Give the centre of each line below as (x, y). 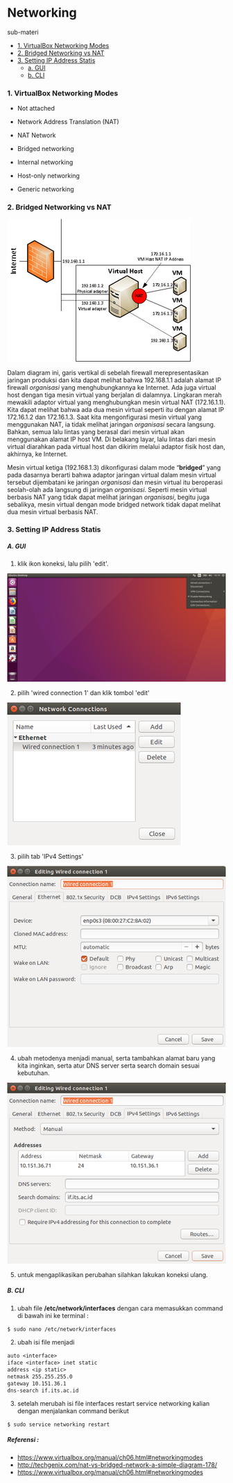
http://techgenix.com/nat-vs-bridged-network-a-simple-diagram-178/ (117, 1465)
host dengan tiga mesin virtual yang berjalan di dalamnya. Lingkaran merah (114, 395)
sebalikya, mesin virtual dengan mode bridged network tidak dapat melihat (114, 504)
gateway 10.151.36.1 (37, 1383)
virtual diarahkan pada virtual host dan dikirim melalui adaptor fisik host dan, (116, 446)
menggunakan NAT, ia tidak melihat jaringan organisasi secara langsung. (111, 424)
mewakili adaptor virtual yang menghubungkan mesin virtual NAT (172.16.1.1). (116, 402)
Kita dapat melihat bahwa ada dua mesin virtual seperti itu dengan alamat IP (116, 409)
